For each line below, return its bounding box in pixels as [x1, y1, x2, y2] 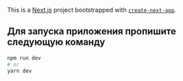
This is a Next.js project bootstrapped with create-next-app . [7, 6, 177, 14]
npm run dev [7, 54, 41, 61]
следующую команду [7, 36, 106, 48]
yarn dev [7, 67, 32, 74]
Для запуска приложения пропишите [7, 25, 177, 37]
